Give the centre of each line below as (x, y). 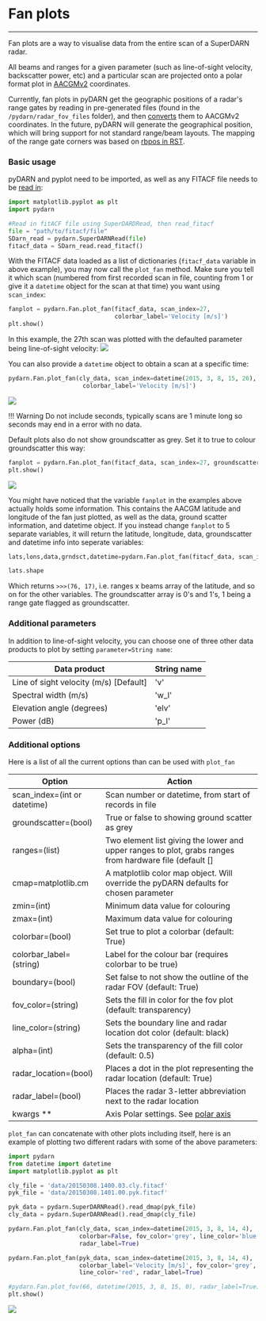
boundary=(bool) (44, 982)
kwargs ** (32, 1113)
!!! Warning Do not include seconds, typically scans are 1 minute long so (125, 415)
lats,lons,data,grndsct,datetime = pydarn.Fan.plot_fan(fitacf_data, (122, 557)
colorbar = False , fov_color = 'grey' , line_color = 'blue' (169, 1236)
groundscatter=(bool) (52, 822)
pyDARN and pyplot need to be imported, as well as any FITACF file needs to (133, 179)
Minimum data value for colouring (168, 906)
